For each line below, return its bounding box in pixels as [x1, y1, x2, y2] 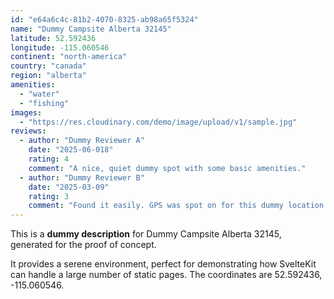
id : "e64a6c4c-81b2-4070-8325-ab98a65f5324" [10, 14, 199, 25]
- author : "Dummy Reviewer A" [19, 136, 145, 146]
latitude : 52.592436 [10, 33, 97, 43]
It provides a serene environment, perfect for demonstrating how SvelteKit [10, 258, 317, 270]
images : [10, 107, 43, 118]
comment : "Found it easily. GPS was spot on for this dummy [28, 201, 284, 211]
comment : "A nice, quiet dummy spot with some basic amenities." [28, 163, 307, 173]
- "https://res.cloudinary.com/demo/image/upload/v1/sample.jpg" [19, 117, 298, 127]
